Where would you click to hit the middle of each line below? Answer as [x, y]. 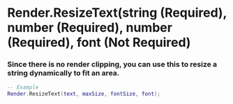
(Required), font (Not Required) [99, 43]
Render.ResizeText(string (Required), [117, 13]
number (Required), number [90, 28]
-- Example [23, 88]
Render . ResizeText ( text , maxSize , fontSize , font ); [84, 94]
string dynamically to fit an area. [63, 73]
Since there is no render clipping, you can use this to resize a [112, 64]
